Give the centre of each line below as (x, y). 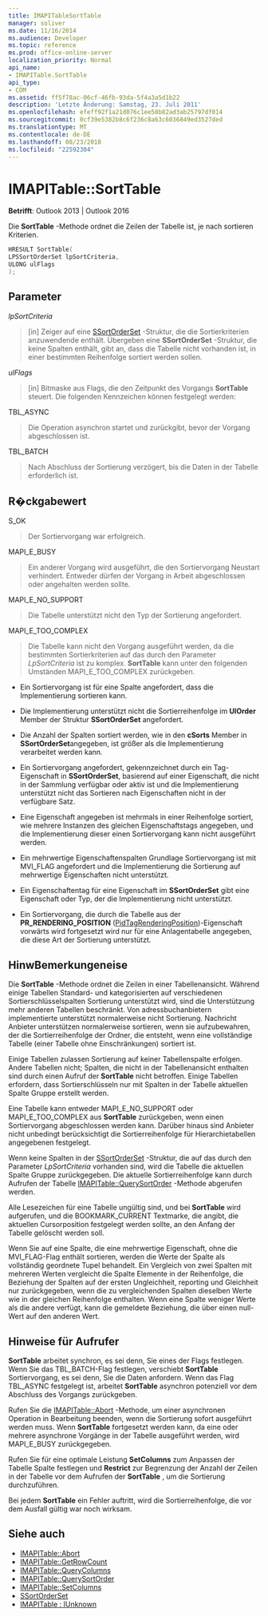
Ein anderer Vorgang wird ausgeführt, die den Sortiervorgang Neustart (144, 567)
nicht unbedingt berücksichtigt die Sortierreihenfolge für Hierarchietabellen (132, 1134)
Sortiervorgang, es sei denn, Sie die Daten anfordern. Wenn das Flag (121, 1378)
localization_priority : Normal (60, 61)
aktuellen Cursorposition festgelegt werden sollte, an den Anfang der (122, 1225)
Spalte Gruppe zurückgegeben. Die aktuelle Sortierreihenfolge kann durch (130, 1175)
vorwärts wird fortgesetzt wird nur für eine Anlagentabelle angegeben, (136, 931)
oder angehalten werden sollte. (79, 585)
